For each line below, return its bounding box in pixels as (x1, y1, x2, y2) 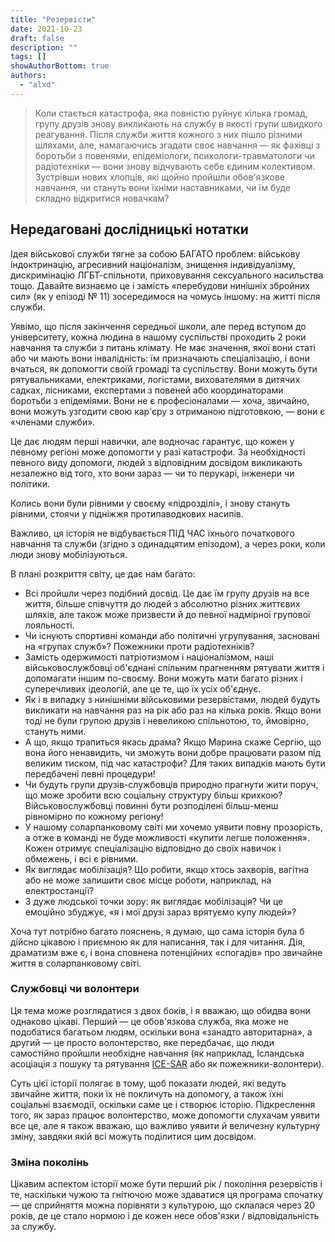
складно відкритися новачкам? (34, 192, 170, 204)
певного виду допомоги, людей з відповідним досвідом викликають (10, 456, 303, 468)
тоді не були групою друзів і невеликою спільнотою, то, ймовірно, (24, 714, 309, 726)
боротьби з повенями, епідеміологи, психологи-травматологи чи (34, 149, 315, 161)
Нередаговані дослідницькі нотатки (10, 221, 249, 238)
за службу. (10, 1221, 57, 1233)
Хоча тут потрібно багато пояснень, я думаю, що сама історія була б (10, 925, 305, 937)
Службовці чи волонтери (10, 982, 140, 996)
